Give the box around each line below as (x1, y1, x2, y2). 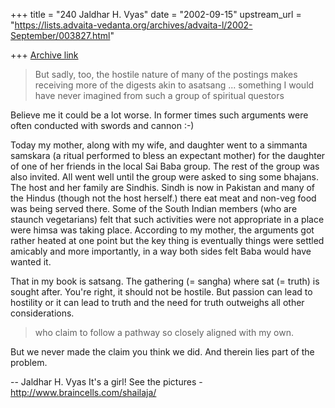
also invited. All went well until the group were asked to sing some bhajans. (10, 171, 320, 183)
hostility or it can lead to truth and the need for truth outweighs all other (10, 297, 305, 308)
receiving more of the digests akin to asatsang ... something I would (34, 79, 315, 91)
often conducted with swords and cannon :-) (10, 120, 195, 131)
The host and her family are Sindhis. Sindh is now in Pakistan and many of (10, 182, 316, 193)
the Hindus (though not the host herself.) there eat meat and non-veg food (10, 192, 317, 204)
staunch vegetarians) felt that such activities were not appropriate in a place (10, 214, 325, 225)
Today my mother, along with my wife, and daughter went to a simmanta (10, 139, 308, 151)
